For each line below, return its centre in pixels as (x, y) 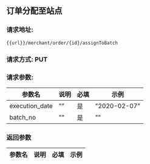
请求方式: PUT (27, 59)
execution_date (31, 105)
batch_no (23, 117)
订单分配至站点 (34, 11)
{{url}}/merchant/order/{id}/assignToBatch (62, 43)
